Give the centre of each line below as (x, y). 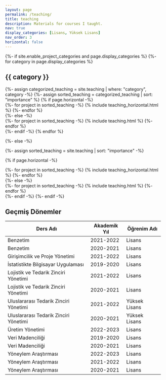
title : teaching (22, 19)
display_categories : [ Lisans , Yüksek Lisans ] (53, 33)
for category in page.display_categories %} (49, 61)
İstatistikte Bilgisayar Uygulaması (46, 265)
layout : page (19, 10)
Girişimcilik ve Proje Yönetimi (41, 256)
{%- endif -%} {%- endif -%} (35, 196)
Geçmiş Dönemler (33, 212)
